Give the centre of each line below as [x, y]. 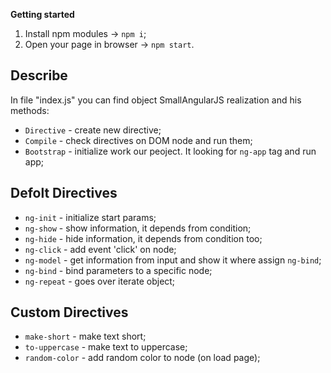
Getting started [42, 14]
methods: [30, 110]
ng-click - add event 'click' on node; [100, 249]
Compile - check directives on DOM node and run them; [138, 140]
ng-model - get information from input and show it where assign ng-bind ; [173, 260]
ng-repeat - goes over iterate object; [100, 281]
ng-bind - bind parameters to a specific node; [118, 270]
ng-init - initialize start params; [90, 217]
